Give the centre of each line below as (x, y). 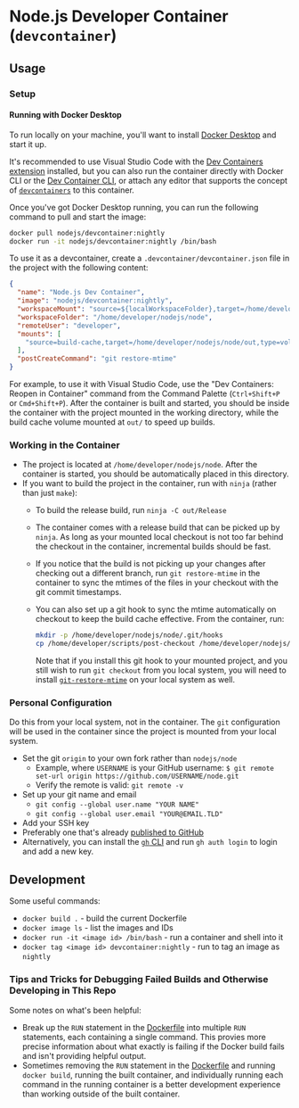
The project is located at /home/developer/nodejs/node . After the (140, 465)
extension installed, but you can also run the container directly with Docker (146, 170)
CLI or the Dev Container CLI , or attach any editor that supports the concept (148, 180)
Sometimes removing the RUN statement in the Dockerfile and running (149, 1065)
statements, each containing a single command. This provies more (144, 1037)
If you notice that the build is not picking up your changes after (150, 564)
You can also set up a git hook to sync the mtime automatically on (156, 609)
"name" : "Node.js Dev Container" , (81, 293)
